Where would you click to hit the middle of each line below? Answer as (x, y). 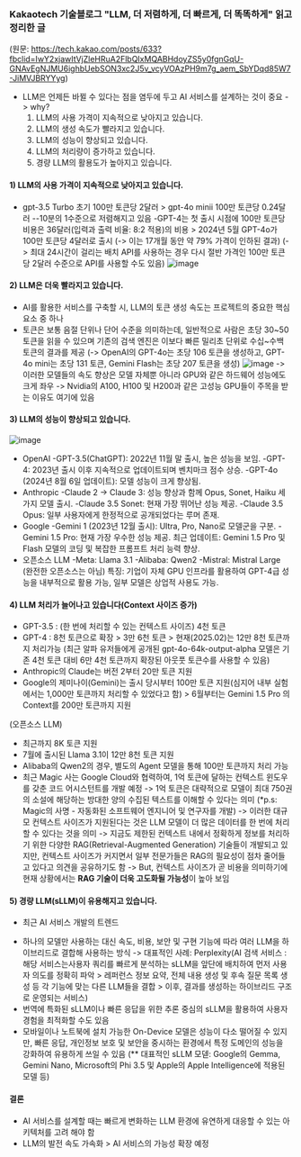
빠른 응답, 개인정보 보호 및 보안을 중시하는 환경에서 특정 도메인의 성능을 (159, 1043)
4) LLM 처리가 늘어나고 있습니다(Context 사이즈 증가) (103, 604)
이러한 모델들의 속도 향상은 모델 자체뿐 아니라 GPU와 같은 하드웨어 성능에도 (154, 375)
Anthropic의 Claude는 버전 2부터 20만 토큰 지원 (107, 672)
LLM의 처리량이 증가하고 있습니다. (95, 151)
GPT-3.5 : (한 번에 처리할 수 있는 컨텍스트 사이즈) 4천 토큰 (124, 627)
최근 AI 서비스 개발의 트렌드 (71, 922)
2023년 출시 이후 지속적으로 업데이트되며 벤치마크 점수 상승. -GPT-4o (155, 469)
